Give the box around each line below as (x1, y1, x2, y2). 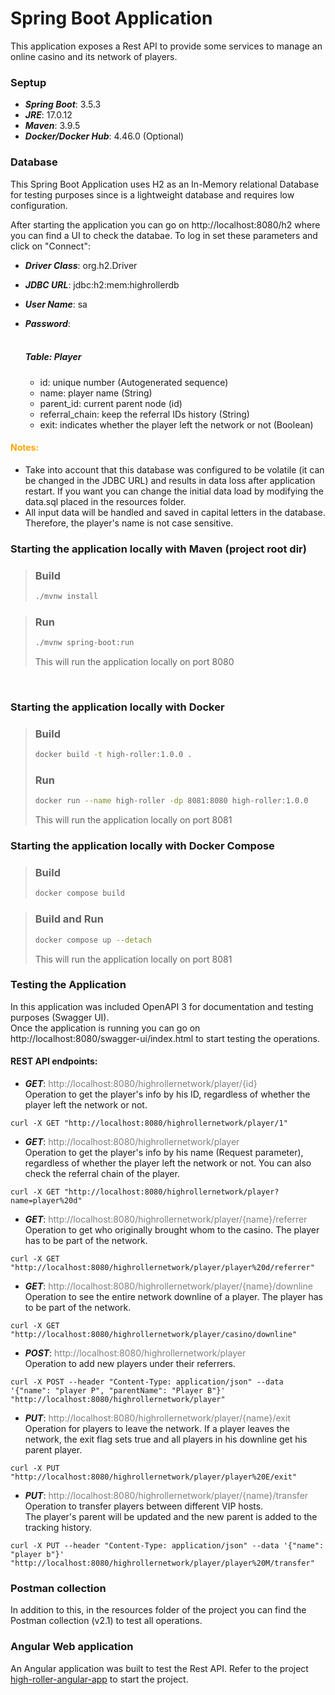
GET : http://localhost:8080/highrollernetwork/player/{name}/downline (24, 1280, 313, 1292)
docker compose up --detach (34, 935, 152, 945)
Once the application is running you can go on (10, 1022, 201, 1034)
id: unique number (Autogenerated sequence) (39, 376, 229, 388)
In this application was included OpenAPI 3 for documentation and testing (10, 1000, 314, 1012)
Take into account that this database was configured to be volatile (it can (24, 463, 325, 476)
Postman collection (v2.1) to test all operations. (10, 1615, 203, 1627)
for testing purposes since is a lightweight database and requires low (10, 188, 295, 201)
